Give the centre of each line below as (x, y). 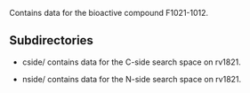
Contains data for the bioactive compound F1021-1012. (109, 13)
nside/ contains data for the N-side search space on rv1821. (132, 79)
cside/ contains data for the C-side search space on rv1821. (132, 62)
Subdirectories (51, 40)
